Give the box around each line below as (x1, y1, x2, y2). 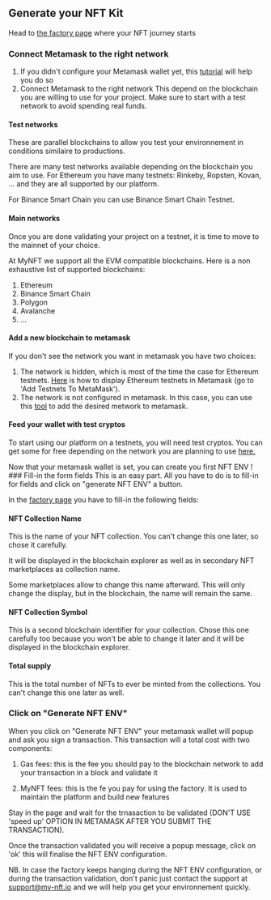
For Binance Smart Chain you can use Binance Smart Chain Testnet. (8, 194, 235, 205)
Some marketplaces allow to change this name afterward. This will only (8, 580, 245, 590)
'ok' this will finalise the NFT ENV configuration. (8, 849, 167, 859)
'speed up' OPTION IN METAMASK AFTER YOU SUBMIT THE (8, 816, 212, 825)
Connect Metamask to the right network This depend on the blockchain (19, 84, 259, 94)
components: (8, 743, 53, 753)
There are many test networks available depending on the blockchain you (8, 162, 253, 172)
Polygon (19, 297, 49, 307)
